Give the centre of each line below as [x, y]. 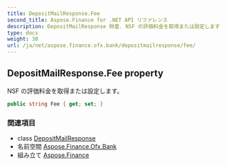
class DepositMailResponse [56, 138]
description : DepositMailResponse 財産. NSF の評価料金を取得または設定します [114, 26]
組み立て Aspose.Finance [53, 155]
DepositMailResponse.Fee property [85, 73]
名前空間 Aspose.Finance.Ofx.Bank [67, 146]
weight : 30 [23, 39]
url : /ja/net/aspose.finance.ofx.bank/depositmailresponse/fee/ [101, 45]
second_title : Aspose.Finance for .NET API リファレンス [87, 20]
